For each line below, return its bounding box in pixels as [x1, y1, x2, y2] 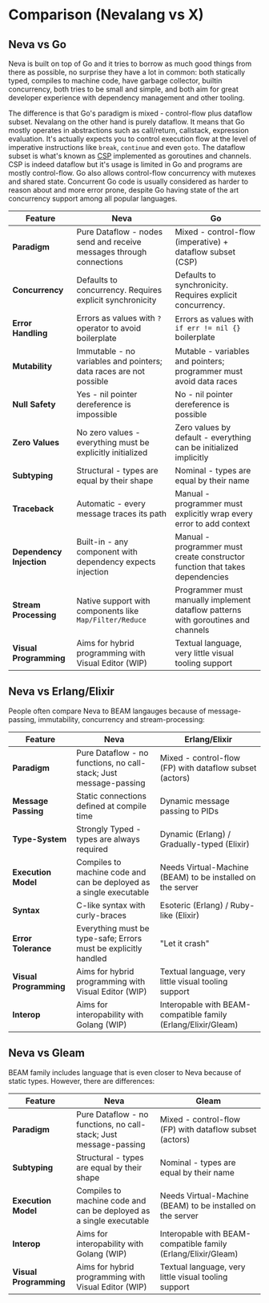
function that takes [175, 562, 246, 572]
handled [75, 952, 107, 964]
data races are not [76, 366, 146, 376]
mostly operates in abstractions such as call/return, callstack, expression [8, 126, 250, 135]
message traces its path [76, 508, 167, 519]
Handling [12, 327, 48, 339]
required [75, 843, 108, 854]
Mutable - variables [175, 346, 250, 356]
